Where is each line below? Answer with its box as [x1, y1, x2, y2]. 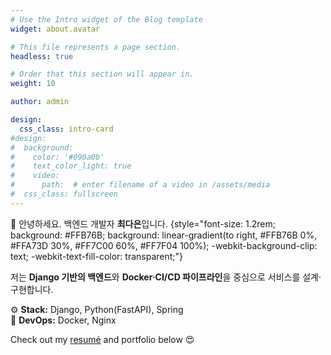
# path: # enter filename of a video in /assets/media [10, 180, 271, 190]
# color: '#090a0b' [10, 152, 105, 162]
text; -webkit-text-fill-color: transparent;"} [10, 250, 184, 262]
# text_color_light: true [10, 161, 132, 171]
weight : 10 [10, 79, 56, 89]
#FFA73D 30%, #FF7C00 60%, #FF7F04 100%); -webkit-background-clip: [10, 239, 318, 251]
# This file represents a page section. [10, 42, 182, 52]
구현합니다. [10, 283, 54, 295]
